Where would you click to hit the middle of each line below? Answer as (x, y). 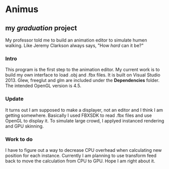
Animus (22, 9)
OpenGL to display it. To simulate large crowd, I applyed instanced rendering (85, 120)
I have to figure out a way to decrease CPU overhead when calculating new (84, 150)
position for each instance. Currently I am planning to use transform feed (81, 155)
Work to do (19, 139)
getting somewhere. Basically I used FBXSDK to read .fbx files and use (79, 115)
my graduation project (41, 28)
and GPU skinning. (24, 126)
